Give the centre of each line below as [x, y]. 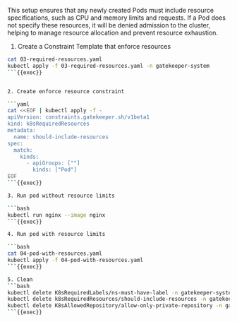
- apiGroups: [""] [53, 163]
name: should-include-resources [61, 137]
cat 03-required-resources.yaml [55, 59]
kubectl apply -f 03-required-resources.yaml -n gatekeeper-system [109, 66]
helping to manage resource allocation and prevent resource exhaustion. [113, 32]
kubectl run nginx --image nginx [56, 215]
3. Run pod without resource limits [61, 196]
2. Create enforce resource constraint [66, 91]
